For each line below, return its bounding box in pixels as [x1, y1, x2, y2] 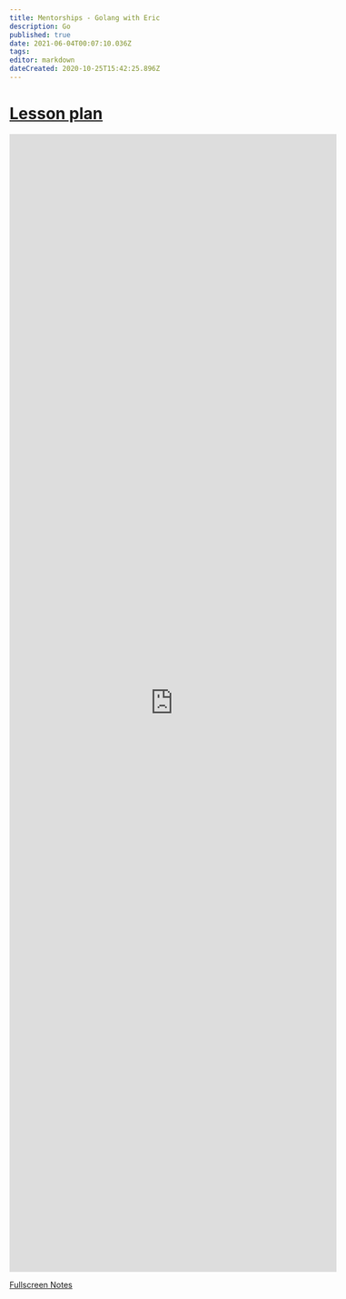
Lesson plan [9, 104, 104, 124]
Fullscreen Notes [9, 1279, 73, 1290]
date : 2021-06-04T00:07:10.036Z [9, 38, 132, 48]
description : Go [9, 22, 71, 31]
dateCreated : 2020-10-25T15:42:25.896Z [9, 65, 161, 74]
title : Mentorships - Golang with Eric [9, 13, 161, 23]
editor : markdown [9, 56, 75, 65]
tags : [9, 47, 30, 56]
